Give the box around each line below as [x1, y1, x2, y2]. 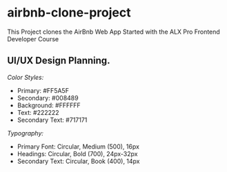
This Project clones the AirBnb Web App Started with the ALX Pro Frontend [7, 28, 221, 36]
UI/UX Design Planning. [7, 55, 110, 67]
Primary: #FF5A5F [17, 86, 69, 94]
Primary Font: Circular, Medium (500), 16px [17, 142, 140, 151]
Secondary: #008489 [17, 94, 79, 102]
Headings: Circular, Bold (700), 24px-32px [17, 149, 138, 158]
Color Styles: [7, 73, 44, 81]
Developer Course [7, 34, 59, 43]
